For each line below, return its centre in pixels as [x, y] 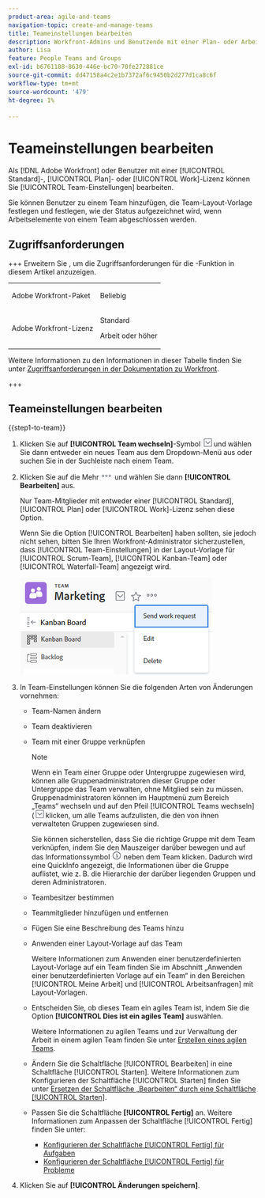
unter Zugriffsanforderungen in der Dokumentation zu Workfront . [114, 369]
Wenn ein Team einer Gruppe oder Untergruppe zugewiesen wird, [138, 772]
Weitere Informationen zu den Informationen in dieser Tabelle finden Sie [125, 360]
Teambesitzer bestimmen [73, 897]
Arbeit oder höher [129, 336]
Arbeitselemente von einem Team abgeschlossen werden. [103, 220]
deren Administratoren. [69, 882]
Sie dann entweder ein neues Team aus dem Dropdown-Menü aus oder [136, 453]
